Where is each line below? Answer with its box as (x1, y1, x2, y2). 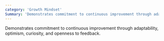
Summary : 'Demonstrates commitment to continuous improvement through (5, 12, 152, 17)
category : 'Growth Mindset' (5, 7, 62, 12)
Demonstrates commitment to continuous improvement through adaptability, (5, 25, 159, 31)
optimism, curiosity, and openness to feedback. (5, 30, 101, 36)
